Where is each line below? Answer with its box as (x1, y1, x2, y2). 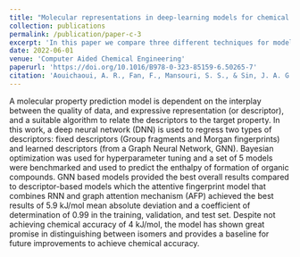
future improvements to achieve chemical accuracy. (9, 237, 200, 248)
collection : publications (9, 21, 105, 30)
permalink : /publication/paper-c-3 (9, 29, 142, 38)
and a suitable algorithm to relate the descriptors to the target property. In (9, 114, 280, 125)
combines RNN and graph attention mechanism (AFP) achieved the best (9, 190, 274, 201)
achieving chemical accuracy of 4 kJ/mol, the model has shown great (9, 219, 265, 229)
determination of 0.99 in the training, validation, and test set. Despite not (9, 209, 276, 220)
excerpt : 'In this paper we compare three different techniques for (9, 37, 270, 47)
